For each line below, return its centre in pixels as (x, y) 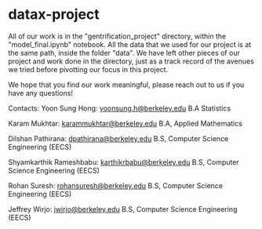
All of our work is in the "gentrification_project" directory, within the (117, 36)
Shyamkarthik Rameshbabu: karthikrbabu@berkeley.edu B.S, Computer (124, 162)
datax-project (54, 15)
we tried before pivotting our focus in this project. (88, 69)
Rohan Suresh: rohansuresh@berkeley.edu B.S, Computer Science (116, 185)
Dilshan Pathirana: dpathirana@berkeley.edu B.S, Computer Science (118, 138)
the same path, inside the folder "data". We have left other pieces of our (124, 53)
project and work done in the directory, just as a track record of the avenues (131, 61)
